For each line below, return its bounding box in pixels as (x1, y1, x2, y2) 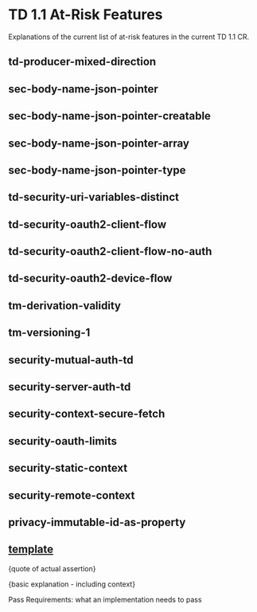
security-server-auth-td (8, 380, 131, 394)
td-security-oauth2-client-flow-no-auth (8, 245, 212, 258)
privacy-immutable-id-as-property (8, 516, 186, 529)
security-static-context (8, 461, 128, 475)
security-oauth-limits (8, 434, 118, 448)
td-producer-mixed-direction (8, 55, 157, 69)
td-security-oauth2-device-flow (8, 272, 173, 285)
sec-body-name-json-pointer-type (8, 163, 186, 177)
